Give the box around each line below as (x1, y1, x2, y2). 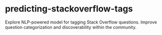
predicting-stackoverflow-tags (5, 3, 133, 14)
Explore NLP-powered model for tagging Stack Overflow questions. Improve (5, 19, 157, 25)
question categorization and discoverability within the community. (5, 24, 137, 30)
